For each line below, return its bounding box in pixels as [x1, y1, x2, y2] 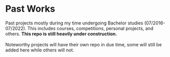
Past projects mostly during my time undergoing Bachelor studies [5, 20, 143, 26]
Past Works [5, 3, 55, 15]
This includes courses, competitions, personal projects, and [27, 25, 154, 31]
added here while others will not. [5, 47, 74, 53]
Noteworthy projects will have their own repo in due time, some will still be [5, 41, 162, 47]
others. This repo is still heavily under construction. [5, 31, 117, 37]
